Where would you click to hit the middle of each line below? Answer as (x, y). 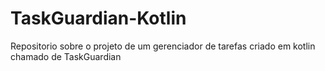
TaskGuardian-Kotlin (98, 18)
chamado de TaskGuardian (66, 56)
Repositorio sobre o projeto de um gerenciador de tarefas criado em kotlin (163, 46)
